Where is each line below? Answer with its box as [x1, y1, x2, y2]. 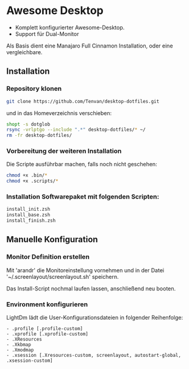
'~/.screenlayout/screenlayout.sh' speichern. [6, 273, 119, 280]
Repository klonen [6, 85, 62, 93]
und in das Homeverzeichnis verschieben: [6, 109, 112, 116]
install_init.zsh [6, 206, 51, 213]
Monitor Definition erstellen [6, 253, 90, 261]
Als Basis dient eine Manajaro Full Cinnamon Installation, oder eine [6, 42, 173, 49]
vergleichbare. [6, 48, 43, 55]
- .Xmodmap [6, 347, 34, 353]
